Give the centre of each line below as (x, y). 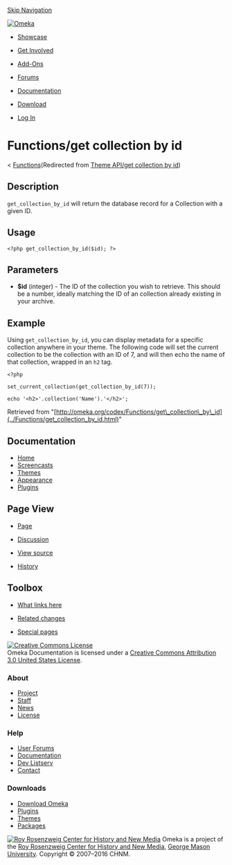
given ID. (20, 210)
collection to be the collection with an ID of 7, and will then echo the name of (116, 355)
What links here (39, 605)
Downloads (27, 789)
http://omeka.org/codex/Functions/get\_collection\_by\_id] (139, 412)
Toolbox (25, 588)
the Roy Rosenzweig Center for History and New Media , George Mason (109, 846)
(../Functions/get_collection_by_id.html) (63, 419)
